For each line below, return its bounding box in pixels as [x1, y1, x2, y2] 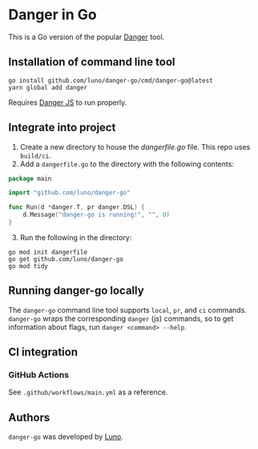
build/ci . [19, 150, 52, 160]
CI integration [8, 346, 79, 359]
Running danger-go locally [8, 284, 144, 298]
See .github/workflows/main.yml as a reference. [8, 387, 168, 397]
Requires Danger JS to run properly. [8, 98, 127, 107]
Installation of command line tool [8, 55, 175, 69]
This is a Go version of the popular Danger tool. [8, 32, 165, 42]
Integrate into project [8, 121, 116, 134]
